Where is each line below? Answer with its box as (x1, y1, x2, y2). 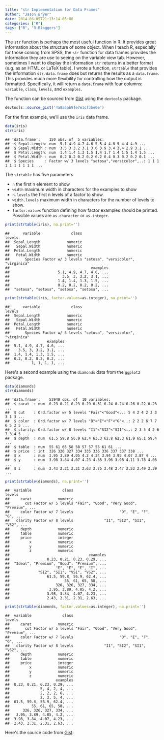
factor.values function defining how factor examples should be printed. (12, 207, 159, 213)
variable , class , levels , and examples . (5, 86, 82, 92)
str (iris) (5, 128, 26, 133)
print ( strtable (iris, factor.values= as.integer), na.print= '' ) (5, 295, 137, 300)
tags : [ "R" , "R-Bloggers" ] (5, 26, 60, 31)
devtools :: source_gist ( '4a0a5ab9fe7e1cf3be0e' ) (5, 105, 105, 110)
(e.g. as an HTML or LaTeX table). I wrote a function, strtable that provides (5, 65, 157, 71)
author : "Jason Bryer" (5, 12, 52, 17)
